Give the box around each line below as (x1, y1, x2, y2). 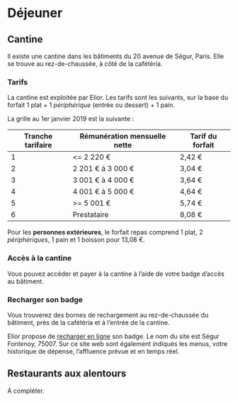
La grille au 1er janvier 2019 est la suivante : (7, 115, 135, 123)
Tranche (23, 131, 53, 141)
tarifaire (24, 140, 52, 150)
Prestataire (72, 210, 109, 220)
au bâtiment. (7, 277, 44, 285)
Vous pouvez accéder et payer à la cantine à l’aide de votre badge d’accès (7, 269, 225, 278)
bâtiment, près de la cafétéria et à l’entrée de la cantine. (7, 318, 170, 327)
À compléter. (7, 386, 45, 395)
